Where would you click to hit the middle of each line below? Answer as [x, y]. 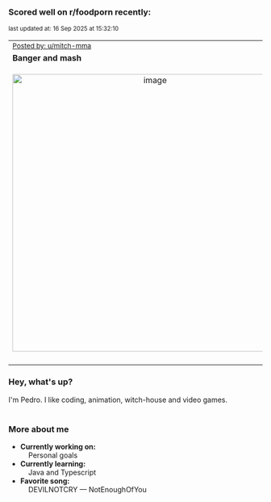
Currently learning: [53, 463]
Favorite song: [45, 481]
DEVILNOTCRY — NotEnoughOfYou [88, 489]
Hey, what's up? [41, 382]
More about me [39, 429]
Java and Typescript [62, 472]
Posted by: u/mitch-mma [52, 46]
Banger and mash [47, 58]
